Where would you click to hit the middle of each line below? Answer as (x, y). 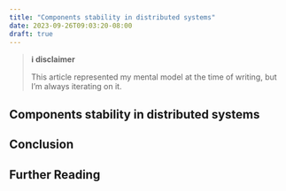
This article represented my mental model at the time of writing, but (154, 77)
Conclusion (42, 145)
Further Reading (55, 175)
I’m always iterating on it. (76, 87)
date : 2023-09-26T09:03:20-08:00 (71, 26)
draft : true (31, 34)
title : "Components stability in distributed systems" (112, 17)
